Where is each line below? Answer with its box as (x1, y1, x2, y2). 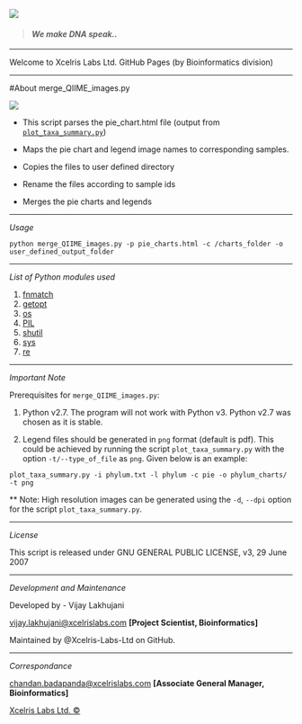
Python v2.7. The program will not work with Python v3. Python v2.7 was (22, 407, 292, 418)
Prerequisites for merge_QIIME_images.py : (9, 389, 160, 400)
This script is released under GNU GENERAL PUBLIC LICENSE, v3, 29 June (9, 547, 288, 558)
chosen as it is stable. (22, 416, 103, 427)
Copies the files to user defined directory (22, 162, 175, 173)
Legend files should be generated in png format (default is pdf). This (22, 434, 274, 445)
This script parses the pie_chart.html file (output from (22, 117, 220, 128)
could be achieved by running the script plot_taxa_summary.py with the (22, 443, 285, 454)
